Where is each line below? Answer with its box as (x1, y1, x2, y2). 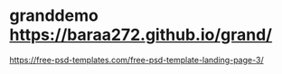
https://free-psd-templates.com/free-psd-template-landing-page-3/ (9, 54, 264, 65)
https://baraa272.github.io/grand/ (9, 24, 273, 45)
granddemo (9, 5, 99, 26)
